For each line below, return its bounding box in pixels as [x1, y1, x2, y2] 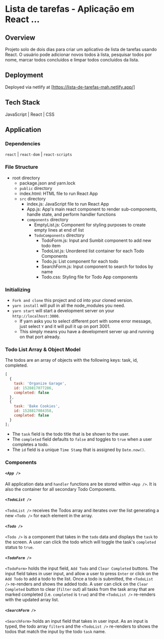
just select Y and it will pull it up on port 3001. [19, 323, 111, 329]
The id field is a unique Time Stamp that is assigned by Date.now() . [12, 447, 146, 453]
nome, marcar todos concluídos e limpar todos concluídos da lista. [5, 57, 140, 62]
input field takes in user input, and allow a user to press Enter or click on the [5, 571, 159, 577]
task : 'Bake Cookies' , [14, 404, 60, 409]
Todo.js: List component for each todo [41, 258, 118, 264]
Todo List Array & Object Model [5, 346, 81, 353]
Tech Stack [5, 98, 40, 106]
